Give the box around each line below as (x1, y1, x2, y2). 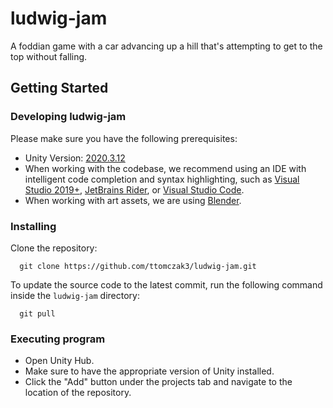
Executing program (10, 332, 106, 346)
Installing (10, 219, 57, 233)
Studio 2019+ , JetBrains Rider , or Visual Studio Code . (24, 183, 245, 196)
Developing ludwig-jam (10, 110, 127, 124)
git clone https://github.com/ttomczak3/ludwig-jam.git (19, 261, 257, 271)
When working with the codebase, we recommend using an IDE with (24, 162, 307, 174)
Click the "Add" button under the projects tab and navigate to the (24, 376, 293, 388)
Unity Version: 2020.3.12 (24, 152, 126, 164)
